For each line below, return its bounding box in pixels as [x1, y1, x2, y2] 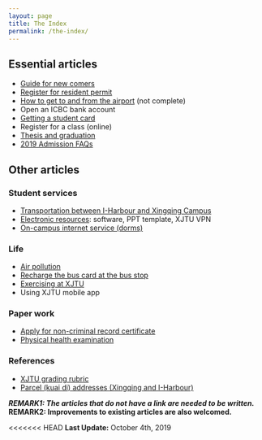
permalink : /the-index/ [8, 27, 89, 35]
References [8, 355, 55, 367]
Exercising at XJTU [19, 279, 85, 289]
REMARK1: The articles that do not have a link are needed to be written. [8, 398, 255, 407]
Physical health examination [19, 335, 114, 345]
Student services [8, 187, 78, 198]
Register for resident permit [19, 87, 113, 98]
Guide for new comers [19, 79, 96, 89]
